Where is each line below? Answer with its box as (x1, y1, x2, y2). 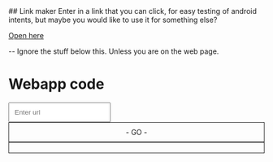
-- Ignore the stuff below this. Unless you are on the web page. (8, 46, 219, 56)
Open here (8, 31, 45, 40)
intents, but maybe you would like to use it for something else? (8, 15, 218, 24)
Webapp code (8, 75, 105, 94)
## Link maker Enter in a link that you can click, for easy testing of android (8, 7, 258, 15)
